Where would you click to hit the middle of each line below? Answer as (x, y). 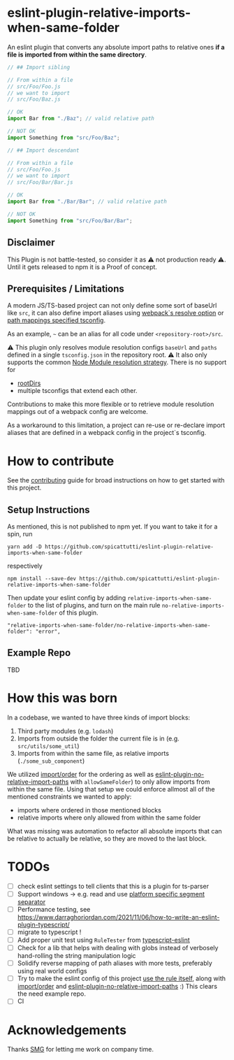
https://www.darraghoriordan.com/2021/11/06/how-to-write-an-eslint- (118, 917)
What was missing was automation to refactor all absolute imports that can (115, 831)
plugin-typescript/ (43, 924)
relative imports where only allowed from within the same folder (109, 817)
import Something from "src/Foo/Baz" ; (64, 138)
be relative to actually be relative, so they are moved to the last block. (107, 838)
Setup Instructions (49, 509)
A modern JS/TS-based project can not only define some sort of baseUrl (112, 306)
